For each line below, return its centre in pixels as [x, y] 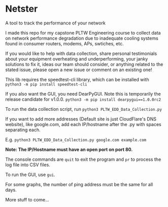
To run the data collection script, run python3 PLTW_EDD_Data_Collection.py [84, 109]
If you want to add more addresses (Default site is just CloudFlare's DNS [81, 119]
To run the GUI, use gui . [30, 174]
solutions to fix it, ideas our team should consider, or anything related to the [84, 64]
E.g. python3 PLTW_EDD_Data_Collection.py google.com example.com [76, 139]
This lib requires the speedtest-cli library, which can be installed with [77, 79]
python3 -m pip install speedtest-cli [46, 84]
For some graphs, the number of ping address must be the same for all [79, 184]
